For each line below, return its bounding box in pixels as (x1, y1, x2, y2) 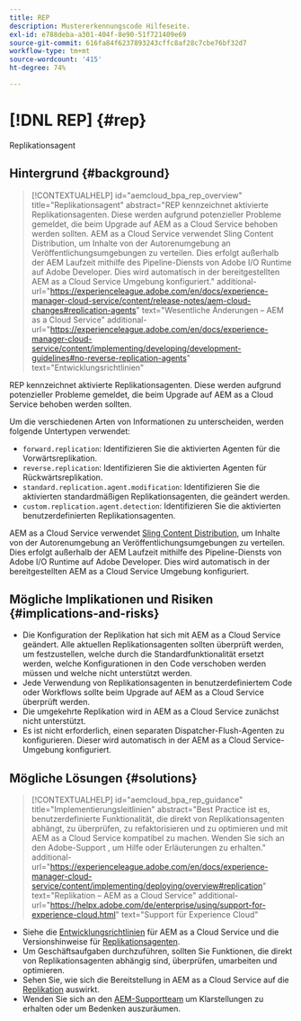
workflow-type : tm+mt (9, 47, 91, 56)
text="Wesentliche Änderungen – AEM (142, 304, 285, 315)
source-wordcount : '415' (9, 55, 102, 64)
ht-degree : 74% (9, 64, 66, 73)
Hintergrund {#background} (9, 166, 171, 181)
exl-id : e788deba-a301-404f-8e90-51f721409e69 (9, 30, 187, 39)
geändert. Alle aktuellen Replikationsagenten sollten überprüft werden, (22, 639, 285, 650)
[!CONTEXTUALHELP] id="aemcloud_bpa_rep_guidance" (31, 794, 243, 806)
